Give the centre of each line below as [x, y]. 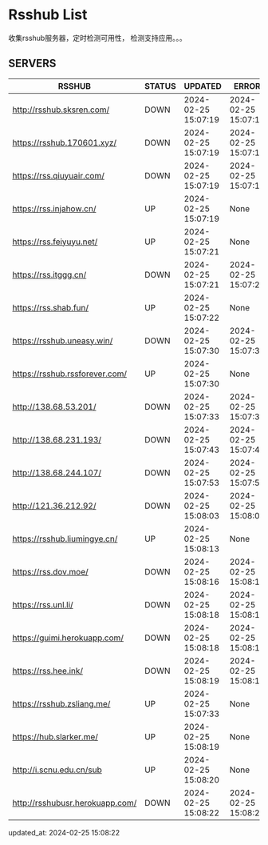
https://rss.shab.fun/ [51, 307]
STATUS [161, 86]
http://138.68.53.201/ [54, 406]
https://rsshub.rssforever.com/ [70, 374]
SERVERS [32, 64]
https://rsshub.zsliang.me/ [61, 703]
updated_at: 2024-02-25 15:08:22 [64, 832]
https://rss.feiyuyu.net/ [55, 242]
